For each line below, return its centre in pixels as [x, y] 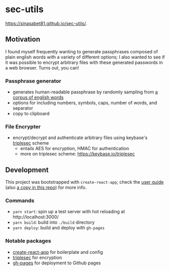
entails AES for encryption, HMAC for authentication [75, 149]
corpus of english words [38, 97]
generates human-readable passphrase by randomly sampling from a [85, 92]
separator [23, 108]
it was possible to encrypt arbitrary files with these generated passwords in [84, 62]
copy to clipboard [31, 114]
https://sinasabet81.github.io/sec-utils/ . [46, 23]
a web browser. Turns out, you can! [42, 67]
